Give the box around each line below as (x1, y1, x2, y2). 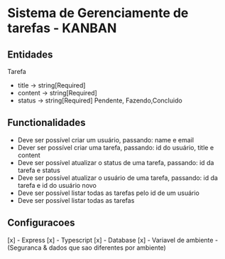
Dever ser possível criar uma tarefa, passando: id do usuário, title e (17, 143, 214, 152)
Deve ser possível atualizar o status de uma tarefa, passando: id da (17, 158, 214, 166)
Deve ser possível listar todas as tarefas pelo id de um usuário (17, 189, 200, 197)
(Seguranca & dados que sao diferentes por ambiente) (7, 243, 167, 252)
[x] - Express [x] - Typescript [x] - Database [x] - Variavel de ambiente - (7, 236, 219, 244)
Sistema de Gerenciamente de (7, 5, 189, 21)
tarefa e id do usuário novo (17, 181, 97, 189)
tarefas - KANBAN (7, 20, 117, 36)
